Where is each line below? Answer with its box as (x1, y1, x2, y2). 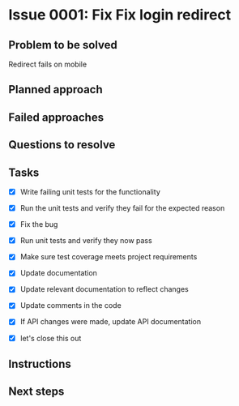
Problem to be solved (8, 38, 117, 52)
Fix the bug (19, 220, 58, 229)
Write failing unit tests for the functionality (19, 186, 160, 196)
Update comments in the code (19, 301, 122, 310)
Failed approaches (8, 110, 104, 124)
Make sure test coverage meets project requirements (19, 252, 198, 262)
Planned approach (8, 83, 103, 96)
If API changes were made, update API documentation (19, 317, 201, 327)
